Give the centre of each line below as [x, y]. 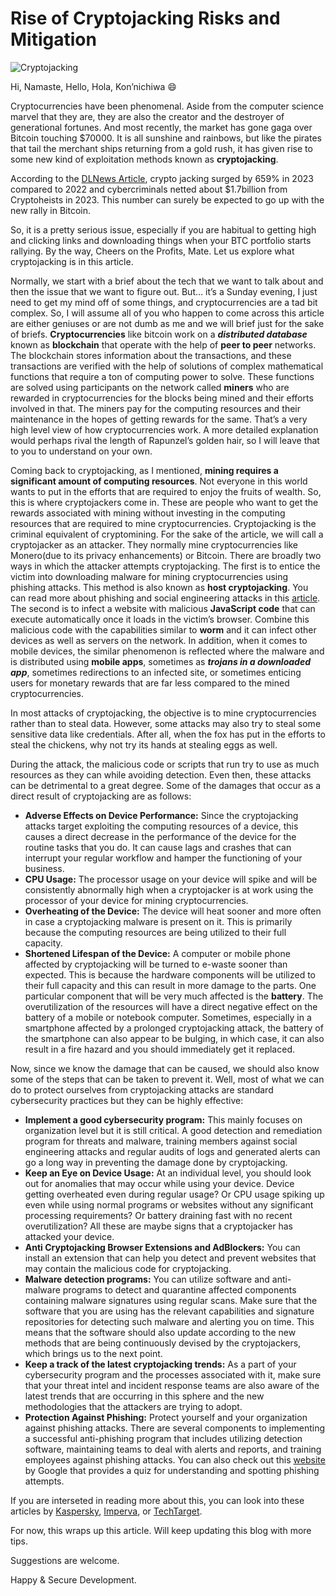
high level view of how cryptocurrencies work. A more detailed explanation [164, 429]
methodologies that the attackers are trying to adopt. [133, 1406]
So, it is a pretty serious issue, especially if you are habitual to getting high [163, 229]
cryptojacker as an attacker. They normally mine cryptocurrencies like [154, 544]
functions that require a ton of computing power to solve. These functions [162, 376]
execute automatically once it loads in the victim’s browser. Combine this [160, 619]
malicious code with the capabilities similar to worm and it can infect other [163, 629]
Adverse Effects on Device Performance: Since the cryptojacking [161, 815]
